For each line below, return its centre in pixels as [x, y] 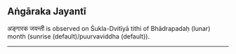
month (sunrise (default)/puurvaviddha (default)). [78, 36]
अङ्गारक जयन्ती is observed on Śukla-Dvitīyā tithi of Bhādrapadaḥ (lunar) [109, 28]
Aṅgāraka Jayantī [47, 12]
